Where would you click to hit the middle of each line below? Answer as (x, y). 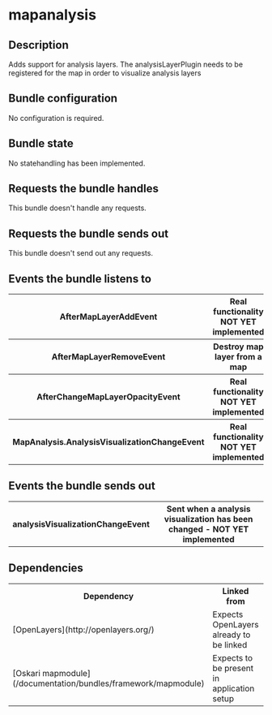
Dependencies (46, 569)
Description (38, 45)
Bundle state (41, 144)
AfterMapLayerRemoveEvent (108, 357)
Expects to (233, 657)
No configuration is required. (56, 118)
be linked (230, 644)
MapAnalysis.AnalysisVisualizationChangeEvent (108, 442)
